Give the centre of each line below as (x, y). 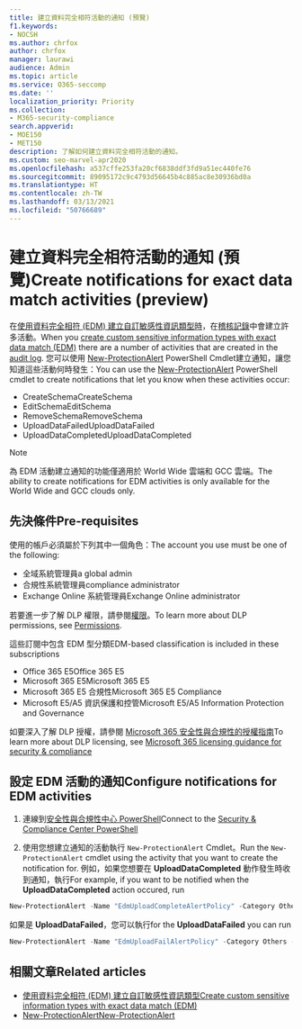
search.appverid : (42, 127)
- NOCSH (24, 34)
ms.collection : (38, 110)
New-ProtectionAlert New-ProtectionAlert (98, 1015)
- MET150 (26, 143)
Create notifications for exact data (162, 280)
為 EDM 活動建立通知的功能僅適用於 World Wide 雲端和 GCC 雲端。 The (141, 471)
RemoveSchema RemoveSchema (83, 416)
